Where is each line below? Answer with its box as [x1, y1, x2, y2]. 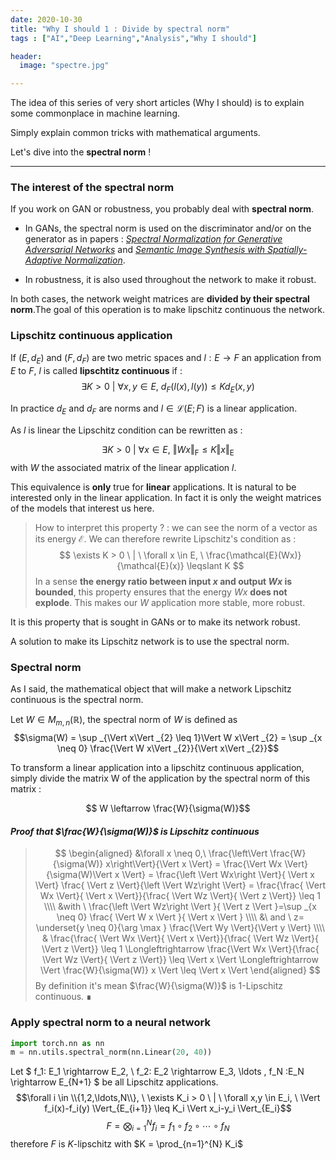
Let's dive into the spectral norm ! [10, 146, 152, 158]
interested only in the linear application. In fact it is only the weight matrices [10, 491, 322, 503]
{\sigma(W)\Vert [45, 869, 113, 881]
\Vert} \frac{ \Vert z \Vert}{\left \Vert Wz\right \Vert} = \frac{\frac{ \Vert [34, 879, 326, 891]
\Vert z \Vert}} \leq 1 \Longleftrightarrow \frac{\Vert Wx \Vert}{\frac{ [41, 943, 320, 955]
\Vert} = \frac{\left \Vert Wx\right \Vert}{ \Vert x [121, 869, 315, 881]
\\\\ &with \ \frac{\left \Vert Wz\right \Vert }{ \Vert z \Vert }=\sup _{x [43, 901, 317, 913]
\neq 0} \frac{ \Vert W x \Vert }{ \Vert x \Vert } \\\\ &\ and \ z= [56, 911, 305, 923]
